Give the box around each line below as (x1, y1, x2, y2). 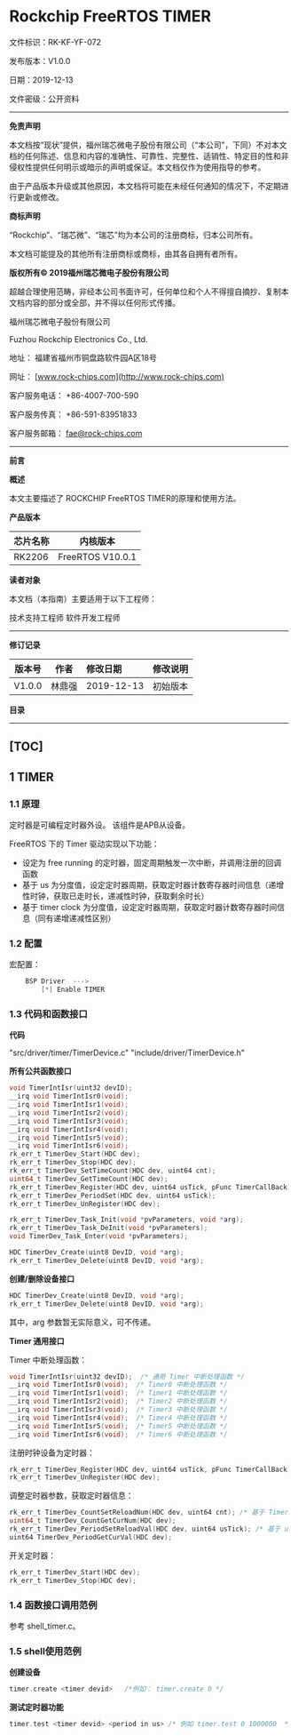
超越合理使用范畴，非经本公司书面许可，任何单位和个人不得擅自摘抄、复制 (9, 286, 281, 297)
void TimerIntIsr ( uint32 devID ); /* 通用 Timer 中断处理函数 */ (9, 1372, 246, 1381)
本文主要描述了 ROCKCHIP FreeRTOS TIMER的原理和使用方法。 (9, 492, 241, 503)
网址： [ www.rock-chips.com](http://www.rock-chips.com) (9, 371, 224, 381)
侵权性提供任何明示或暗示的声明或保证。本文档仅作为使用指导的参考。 (9, 162, 266, 172)
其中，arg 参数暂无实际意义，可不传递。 (9, 1316, 156, 1327)
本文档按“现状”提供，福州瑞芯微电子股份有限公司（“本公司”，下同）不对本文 (9, 140, 287, 150)
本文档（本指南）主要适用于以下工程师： (9, 593, 157, 604)
